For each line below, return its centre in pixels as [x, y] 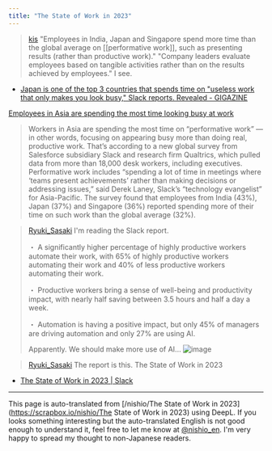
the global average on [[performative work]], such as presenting [135, 47]
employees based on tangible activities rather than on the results [136, 65]
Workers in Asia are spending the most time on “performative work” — [146, 129]
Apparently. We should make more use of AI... [104, 349]
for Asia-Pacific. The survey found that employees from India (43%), [142, 197]
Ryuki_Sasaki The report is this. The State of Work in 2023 [125, 365]
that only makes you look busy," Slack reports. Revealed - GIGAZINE [134, 97]
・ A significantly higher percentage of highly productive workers [137, 247]
